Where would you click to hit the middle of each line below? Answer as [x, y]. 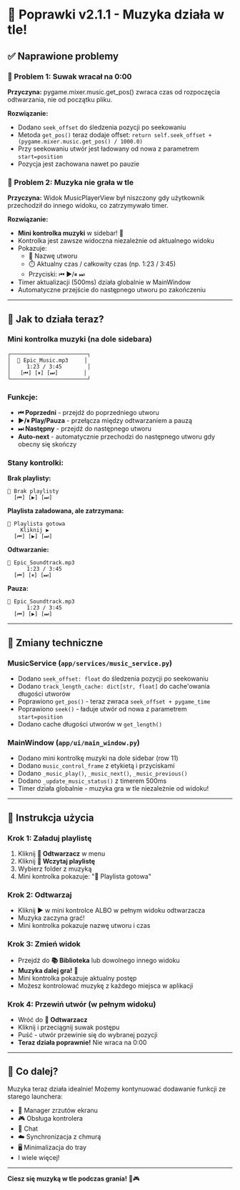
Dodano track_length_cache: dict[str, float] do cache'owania [114, 686]
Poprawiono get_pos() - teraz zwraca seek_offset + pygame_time [114, 701]
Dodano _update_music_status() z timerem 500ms [92, 781]
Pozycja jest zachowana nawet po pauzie [79, 164]
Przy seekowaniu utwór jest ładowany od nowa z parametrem [108, 149]
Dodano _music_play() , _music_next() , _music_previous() [102, 774]
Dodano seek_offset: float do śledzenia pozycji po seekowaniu [113, 679]
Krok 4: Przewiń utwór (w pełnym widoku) [82, 1004]
